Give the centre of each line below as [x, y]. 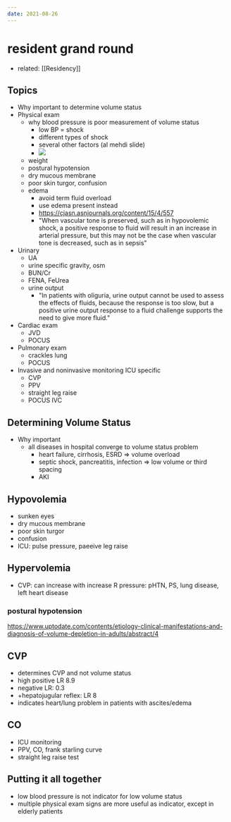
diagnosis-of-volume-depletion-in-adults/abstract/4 [83, 634]
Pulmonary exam [42, 348]
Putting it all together [55, 779]
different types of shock [73, 137]
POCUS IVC [45, 400]
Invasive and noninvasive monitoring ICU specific [89, 370]
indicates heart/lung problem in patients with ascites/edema [105, 703]
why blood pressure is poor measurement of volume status [113, 122]
